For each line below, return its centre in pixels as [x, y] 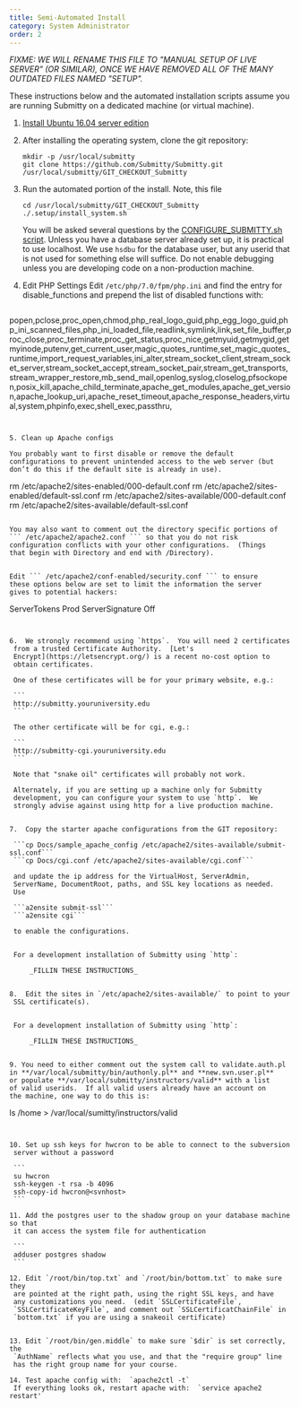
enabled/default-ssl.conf [55, 496]
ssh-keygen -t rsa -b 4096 [64, 1185]
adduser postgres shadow [59, 1255]
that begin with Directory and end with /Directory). [112, 553]
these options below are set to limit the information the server [136, 585]
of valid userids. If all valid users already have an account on [138, 1089]
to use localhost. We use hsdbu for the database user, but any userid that [156, 249]
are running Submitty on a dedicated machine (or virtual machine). [132, 106]
